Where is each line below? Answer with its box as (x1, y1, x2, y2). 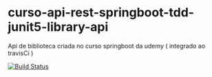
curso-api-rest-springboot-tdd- (8, 5, 195, 20)
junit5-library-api (8, 19, 109, 35)
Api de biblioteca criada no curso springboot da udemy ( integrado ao (8, 42, 206, 50)
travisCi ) (8, 49, 34, 57)
